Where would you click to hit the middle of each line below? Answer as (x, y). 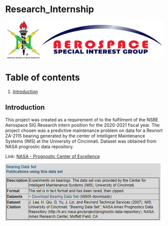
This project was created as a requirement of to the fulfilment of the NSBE (82, 119)
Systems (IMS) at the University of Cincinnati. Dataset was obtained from (81, 141)
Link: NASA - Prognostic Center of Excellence (53, 156)
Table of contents (43, 78)
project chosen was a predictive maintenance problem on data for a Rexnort (84, 130)
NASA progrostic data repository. (39, 146)
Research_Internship (50, 9)
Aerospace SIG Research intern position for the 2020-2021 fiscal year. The (82, 125)
